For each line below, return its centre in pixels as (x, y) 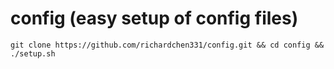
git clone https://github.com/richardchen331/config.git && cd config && (167, 45)
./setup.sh (33, 53)
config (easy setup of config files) (154, 18)
